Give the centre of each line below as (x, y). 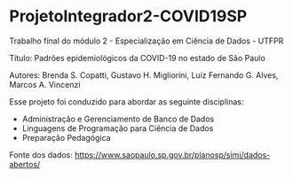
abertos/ (25, 164)
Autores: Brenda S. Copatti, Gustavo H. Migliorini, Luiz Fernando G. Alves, (144, 75)
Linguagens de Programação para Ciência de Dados (118, 128)
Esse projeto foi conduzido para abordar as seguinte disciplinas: (127, 101)
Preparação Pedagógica (66, 137)
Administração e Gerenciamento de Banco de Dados (118, 119)
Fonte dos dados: (41, 155)
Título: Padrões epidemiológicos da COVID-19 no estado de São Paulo (138, 58)
